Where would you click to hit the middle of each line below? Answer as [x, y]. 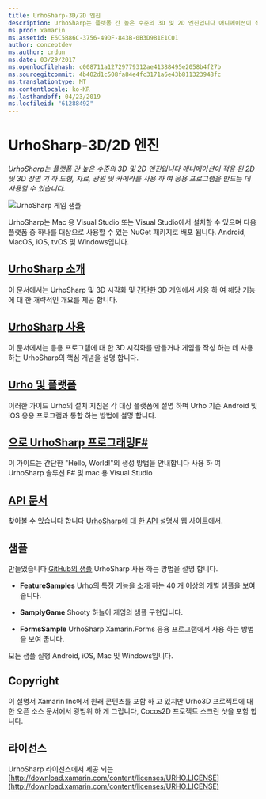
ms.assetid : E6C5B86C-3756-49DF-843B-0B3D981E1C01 [93, 38]
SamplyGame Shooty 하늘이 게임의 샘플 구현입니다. [101, 612]
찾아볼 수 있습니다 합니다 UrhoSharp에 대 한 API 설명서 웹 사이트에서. [116, 521]
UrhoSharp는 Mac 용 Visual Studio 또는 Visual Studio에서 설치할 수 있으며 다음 [133, 222]
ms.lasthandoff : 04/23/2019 [55, 97]
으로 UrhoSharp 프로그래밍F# [78, 443]
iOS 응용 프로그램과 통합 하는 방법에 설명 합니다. [82, 415]
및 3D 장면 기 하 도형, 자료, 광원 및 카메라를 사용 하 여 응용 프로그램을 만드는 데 [129, 179]
